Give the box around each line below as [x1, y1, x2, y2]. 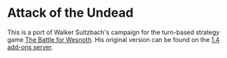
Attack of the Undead [7, 5, 134, 21]
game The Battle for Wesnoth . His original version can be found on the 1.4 [7, 35, 220, 43]
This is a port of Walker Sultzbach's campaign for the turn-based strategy [7, 28, 220, 36]
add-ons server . [7, 43, 54, 51]
